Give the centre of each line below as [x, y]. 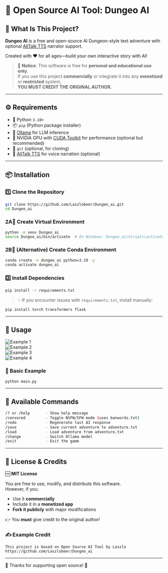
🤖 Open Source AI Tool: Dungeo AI [77, 10]
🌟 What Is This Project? [42, 29]
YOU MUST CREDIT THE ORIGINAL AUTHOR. [64, 87]
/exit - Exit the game [42, 441]
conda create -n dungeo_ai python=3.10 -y [50, 260]
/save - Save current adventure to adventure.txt [71, 427]
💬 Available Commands [42, 402]
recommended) [28, 143]
